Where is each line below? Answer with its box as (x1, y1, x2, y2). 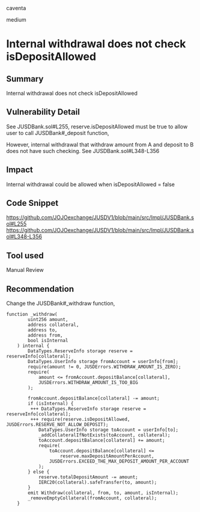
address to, (28, 327, 58, 333)
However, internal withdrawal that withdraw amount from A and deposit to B (6, 140, 194, 148)
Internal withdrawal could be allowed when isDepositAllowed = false (6, 181, 175, 188)
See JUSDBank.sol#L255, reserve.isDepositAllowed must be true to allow (6, 122, 188, 130)
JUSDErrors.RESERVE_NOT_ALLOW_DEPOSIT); (6, 422, 109, 428)
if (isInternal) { (28, 401, 74, 407)
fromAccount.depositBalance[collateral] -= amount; (28, 396, 160, 402)
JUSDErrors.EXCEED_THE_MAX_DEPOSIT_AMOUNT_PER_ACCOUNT (49, 459, 189, 465)
